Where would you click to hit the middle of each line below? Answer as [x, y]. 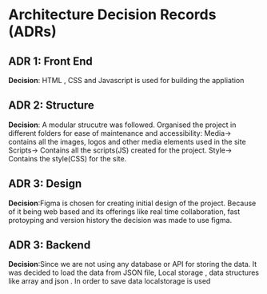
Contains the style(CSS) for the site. [68, 158]
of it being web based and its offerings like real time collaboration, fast [124, 211]
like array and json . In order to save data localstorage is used [110, 281]
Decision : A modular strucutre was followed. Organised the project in [122, 125]
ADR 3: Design [45, 184]
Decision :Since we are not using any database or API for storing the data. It [133, 264]
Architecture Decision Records [112, 15]
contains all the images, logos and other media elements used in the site [127, 141]
